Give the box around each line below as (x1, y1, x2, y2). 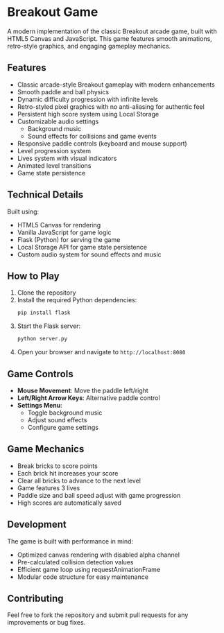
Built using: (7, 207, 40, 216)
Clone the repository (17, 288, 76, 297)
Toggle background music (27, 408, 103, 417)
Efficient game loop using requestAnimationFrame (17, 565, 161, 573)
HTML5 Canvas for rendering (17, 220, 101, 229)
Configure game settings (27, 423, 99, 431)
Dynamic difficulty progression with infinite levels (17, 95, 158, 103)
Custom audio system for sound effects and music (17, 250, 162, 259)
